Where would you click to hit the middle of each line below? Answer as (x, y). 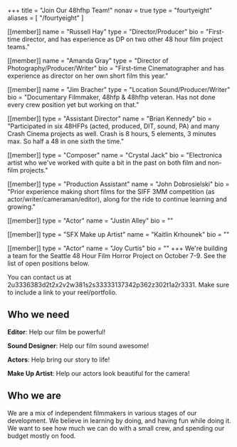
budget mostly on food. (42, 436)
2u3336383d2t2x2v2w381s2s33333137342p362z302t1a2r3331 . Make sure (118, 285)
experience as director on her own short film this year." (88, 76)
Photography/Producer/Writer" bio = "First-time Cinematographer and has (116, 68)
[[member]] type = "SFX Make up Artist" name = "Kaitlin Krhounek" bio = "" (118, 234)
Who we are (35, 396)
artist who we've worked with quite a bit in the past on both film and (107, 163)
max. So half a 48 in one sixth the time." (66, 141)
